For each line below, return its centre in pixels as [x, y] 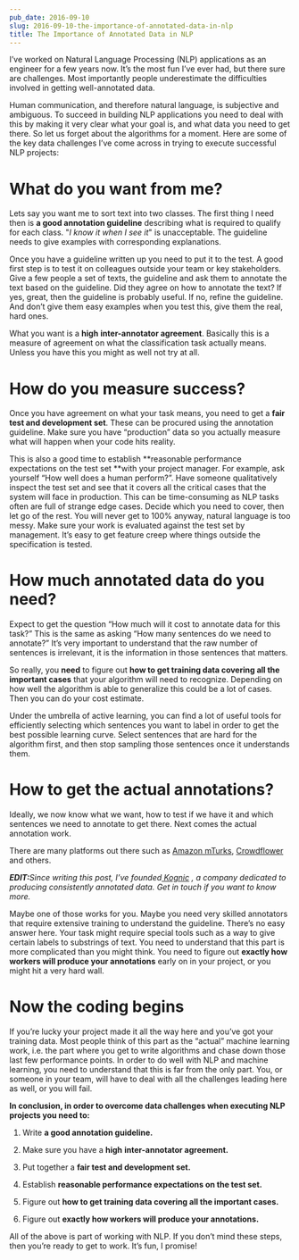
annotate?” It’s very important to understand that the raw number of [134, 643]
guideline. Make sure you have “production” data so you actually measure [145, 432]
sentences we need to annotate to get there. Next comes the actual [133, 824]
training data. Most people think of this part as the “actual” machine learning [149, 1041]
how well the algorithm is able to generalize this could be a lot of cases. [141, 689]
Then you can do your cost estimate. [77, 698]
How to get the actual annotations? [141, 790]
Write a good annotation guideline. [87, 1133]
